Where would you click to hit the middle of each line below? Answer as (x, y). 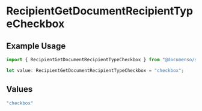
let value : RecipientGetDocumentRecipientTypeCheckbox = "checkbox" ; (95, 70)
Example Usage (36, 46)
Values (20, 89)
